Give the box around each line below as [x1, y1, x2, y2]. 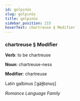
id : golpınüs [5, 7, 32, 12]
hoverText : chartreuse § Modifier [5, 25, 76, 30]
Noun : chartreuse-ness [5, 62, 52, 67]
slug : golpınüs [5, 12, 36, 17]
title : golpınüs [5, 16, 38, 21]
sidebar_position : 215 [5, 20, 51, 26]
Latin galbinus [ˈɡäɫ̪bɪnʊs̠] [5, 81, 57, 86]
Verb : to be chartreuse [5, 52, 51, 58]
